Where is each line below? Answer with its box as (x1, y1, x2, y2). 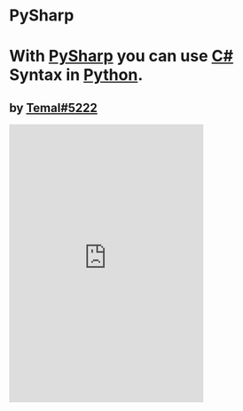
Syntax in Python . (9, 65, 144, 85)
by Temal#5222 (9, 100, 98, 116)
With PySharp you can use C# (9, 46, 233, 67)
